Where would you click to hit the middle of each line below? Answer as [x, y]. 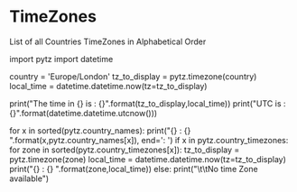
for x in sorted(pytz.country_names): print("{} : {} [100, 130]
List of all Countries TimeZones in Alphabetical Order [108, 41]
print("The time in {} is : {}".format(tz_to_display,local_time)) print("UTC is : [148, 103]
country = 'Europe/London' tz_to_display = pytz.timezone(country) [133, 76]
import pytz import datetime [61, 59]
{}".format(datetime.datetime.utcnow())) [84, 113]
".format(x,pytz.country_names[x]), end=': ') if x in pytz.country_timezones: [149, 140]
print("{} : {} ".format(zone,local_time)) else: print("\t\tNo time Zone [134, 169]
